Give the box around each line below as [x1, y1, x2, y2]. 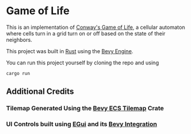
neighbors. [6, 36, 32, 43]
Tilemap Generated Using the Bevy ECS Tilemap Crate [6, 104, 164, 113]
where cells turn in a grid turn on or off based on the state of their [6, 30, 166, 37]
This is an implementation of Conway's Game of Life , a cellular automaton [6, 24, 186, 31]
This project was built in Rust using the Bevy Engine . [6, 47, 134, 54]
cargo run [6, 70, 31, 76]
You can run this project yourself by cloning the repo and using [6, 59, 159, 66]
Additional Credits [6, 87, 74, 97]
